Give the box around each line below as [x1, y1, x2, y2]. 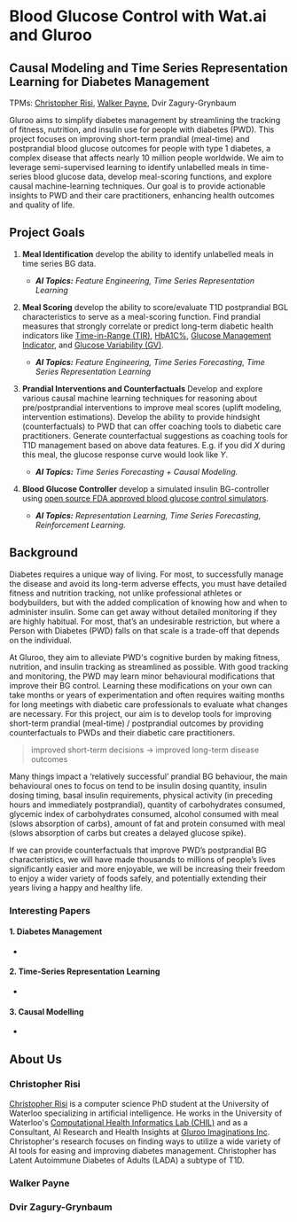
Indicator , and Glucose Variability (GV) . [21, 339, 164, 350]
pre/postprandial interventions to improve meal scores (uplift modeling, [21, 401, 282, 413]
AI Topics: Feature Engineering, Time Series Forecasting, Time [35, 356, 266, 367]
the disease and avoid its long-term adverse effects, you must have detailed [9, 578, 287, 588]
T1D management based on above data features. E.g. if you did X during [21, 440, 285, 450]
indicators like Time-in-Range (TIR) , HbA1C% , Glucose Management [21, 330, 272, 340]
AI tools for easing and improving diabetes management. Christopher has [9, 1145, 277, 1156]
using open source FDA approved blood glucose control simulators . [21, 493, 269, 503]
